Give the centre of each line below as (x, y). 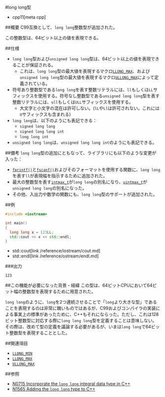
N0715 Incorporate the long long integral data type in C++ (71, 384)
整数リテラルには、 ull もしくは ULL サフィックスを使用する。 (73, 102)
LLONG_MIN (22, 354)
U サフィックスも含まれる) (45, 114)
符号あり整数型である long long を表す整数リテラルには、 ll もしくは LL (83, 90)
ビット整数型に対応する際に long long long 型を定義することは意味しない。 (81, 320)
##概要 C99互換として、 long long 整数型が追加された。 (61, 27)
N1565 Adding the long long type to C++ (54, 389)
